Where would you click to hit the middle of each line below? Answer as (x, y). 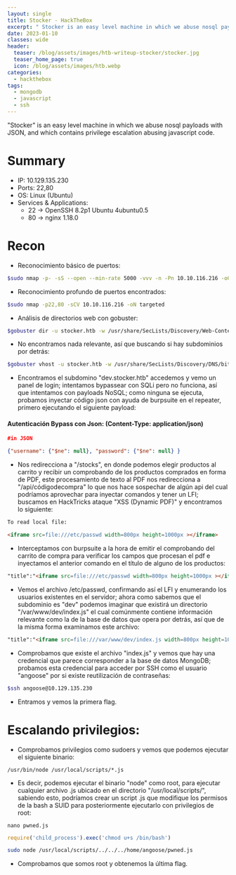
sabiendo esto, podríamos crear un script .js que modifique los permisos (123, 798)
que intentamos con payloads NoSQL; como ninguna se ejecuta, (110, 393)
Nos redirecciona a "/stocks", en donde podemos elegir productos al (117, 465)
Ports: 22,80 (35, 187)
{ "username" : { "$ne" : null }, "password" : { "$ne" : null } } (94, 451)
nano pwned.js (28, 825)
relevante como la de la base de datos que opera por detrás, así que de (121, 619)
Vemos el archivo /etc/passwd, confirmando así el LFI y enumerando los (122, 589)
